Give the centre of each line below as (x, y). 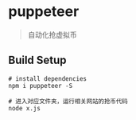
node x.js (25, 108)
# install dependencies (48, 78)
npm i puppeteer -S (41, 86)
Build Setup (37, 60)
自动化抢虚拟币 (52, 34)
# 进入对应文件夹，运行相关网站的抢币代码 (68, 101)
